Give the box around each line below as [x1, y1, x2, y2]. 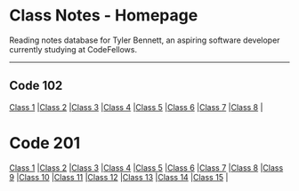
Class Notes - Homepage [9, 5, 198, 26]
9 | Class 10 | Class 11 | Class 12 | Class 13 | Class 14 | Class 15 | [9, 171, 229, 182]
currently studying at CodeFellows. [9, 44, 138, 54]
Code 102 [9, 78, 63, 93]
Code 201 [9, 132, 81, 153]
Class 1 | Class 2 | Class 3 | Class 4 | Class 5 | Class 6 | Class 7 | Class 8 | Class [9, 162, 284, 173]
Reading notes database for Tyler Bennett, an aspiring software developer [9, 35, 280, 45]
